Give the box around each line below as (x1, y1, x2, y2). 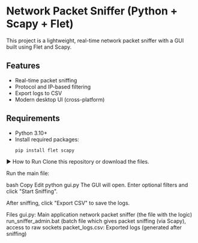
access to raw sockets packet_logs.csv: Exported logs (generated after (6, 224, 182, 231)
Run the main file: (6, 170, 50, 177)
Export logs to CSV (14, 89, 62, 97)
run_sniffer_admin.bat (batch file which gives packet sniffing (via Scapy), (6, 218, 186, 225)
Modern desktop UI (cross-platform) (14, 96, 105, 103)
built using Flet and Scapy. (6, 43, 72, 51)
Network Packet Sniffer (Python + (6, 4, 178, 18)
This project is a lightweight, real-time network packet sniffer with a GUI (6, 37, 184, 44)
